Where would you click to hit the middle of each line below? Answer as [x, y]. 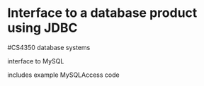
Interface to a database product [102, 13]
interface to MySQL [36, 61]
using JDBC [42, 28]
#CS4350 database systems [49, 47]
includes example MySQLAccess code [63, 75]
